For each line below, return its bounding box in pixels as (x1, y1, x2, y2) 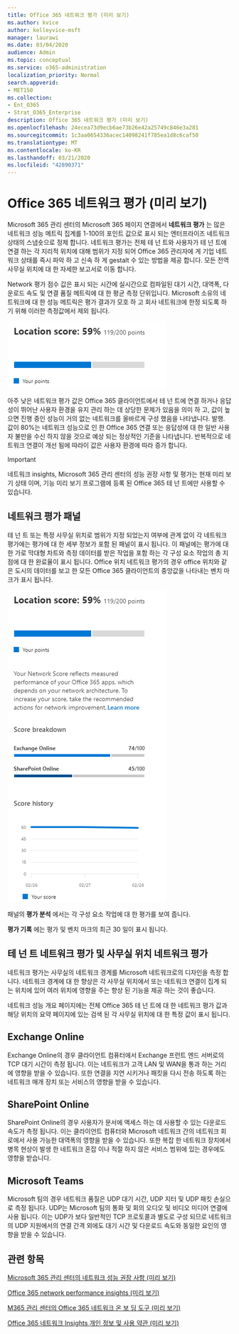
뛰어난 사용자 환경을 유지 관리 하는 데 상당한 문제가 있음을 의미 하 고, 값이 (20, 406, 223, 414)
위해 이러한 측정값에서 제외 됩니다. (14, 307, 110, 315)
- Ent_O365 (7, 102, 40, 109)
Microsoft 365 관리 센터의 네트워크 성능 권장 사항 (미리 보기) (7, 1273, 176, 1281)
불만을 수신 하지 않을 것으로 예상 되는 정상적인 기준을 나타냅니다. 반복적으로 (14, 432, 224, 441)
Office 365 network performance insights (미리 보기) (7, 1288, 160, 1297)
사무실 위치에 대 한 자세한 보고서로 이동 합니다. (7, 265, 137, 273)
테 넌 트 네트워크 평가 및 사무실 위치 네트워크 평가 (7, 947, 208, 960)
